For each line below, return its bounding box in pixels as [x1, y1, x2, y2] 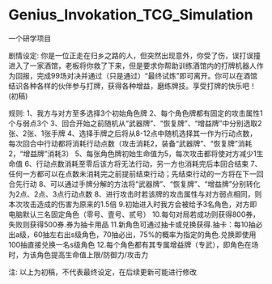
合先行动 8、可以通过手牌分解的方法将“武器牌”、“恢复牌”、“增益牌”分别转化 [8, 179, 261, 189]
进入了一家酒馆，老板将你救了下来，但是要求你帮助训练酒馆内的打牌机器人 [8, 61, 257, 70]
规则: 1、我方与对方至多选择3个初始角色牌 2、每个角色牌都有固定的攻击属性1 [8, 108, 263, 118]
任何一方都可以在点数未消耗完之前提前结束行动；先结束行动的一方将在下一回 [8, 168, 264, 179]
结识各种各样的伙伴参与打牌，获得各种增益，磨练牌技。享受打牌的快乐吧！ [8, 81, 257, 91]
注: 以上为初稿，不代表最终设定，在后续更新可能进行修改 [8, 267, 197, 277]
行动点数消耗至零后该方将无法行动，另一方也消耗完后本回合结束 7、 [36, 159, 262, 168]
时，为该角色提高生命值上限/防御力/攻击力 [8, 249, 149, 260]
